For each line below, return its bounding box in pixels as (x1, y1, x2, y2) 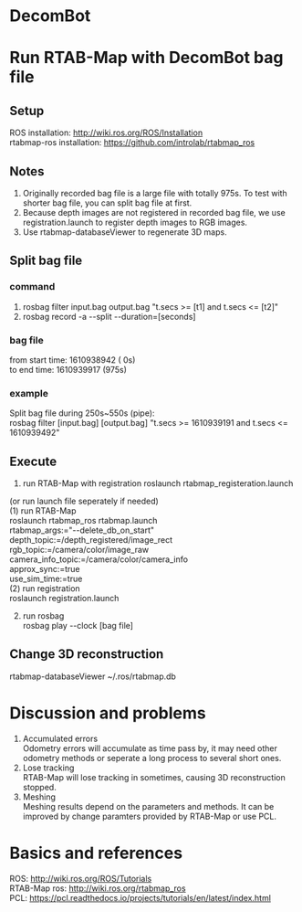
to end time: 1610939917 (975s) (9, 364, 128, 375)
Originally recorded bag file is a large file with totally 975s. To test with (22, 188, 287, 198)
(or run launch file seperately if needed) (9, 495, 160, 507)
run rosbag (22, 610, 65, 621)
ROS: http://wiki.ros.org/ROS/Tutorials (9, 873, 152, 884)
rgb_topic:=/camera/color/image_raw (9, 545, 150, 556)
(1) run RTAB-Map (9, 505, 77, 516)
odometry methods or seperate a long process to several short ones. (22, 752, 282, 763)
